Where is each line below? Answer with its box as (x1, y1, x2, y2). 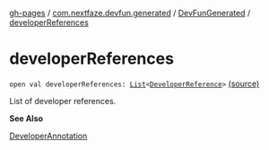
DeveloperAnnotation (9, 130, 88, 141)
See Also (9, 112, 43, 124)
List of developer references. (9, 95, 117, 106)
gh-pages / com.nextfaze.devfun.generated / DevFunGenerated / (9, 8, 251, 18)
